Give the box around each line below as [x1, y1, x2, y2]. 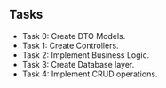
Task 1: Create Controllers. [21, 40, 119, 51]
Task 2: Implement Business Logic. [21, 49, 150, 60]
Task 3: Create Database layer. [21, 59, 135, 69]
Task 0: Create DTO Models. [21, 30, 126, 41]
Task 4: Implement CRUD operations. [21, 68, 158, 79]
